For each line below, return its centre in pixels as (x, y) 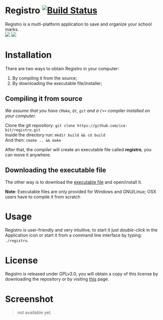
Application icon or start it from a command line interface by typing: (74, 235)
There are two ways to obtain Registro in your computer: (62, 68)
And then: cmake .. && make (33, 140)
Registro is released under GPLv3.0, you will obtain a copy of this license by (82, 274)
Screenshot (29, 299)
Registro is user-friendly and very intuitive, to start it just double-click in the (81, 230)
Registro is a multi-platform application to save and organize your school (79, 24)
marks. (12, 29)
